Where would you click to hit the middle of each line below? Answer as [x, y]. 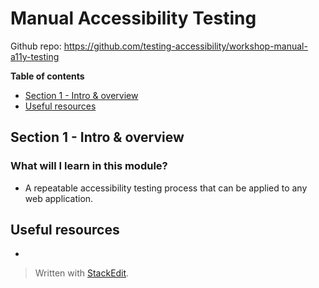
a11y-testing [35, 56]
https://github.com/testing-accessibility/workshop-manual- [185, 46]
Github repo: [36, 46]
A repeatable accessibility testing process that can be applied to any [166, 188]
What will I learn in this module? [89, 166]
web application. [59, 198]
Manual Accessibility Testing [133, 18]
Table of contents [47, 76]
